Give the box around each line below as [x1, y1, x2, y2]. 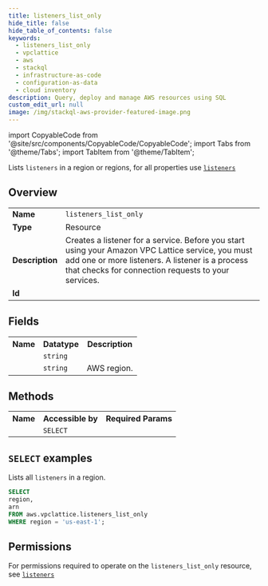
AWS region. [86, 362, 133, 373]
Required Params [105, 413, 173, 425]
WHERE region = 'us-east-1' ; [8, 517, 105, 526]
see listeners [8, 569, 55, 580]
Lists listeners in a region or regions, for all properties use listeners [8, 163, 236, 172]
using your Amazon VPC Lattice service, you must [65, 245, 253, 256]
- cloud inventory [15, 86, 77, 94]
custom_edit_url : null [8, 101, 84, 109]
